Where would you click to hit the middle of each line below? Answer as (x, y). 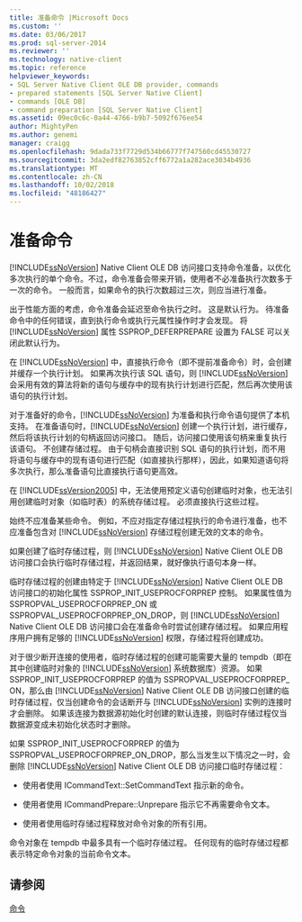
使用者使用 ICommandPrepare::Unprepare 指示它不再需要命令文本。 (148, 804)
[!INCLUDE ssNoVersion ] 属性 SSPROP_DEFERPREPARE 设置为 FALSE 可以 (146, 331)
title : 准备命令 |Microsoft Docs (69, 18)
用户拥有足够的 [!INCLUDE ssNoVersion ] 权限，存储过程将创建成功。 (142, 637)
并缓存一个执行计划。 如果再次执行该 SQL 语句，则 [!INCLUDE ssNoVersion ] (149, 373)
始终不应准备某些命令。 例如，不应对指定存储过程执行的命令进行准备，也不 (148, 520)
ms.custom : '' (36, 26)
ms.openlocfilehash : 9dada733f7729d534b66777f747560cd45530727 (130, 151)
